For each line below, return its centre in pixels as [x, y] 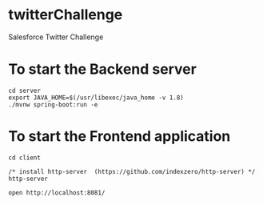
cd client [25, 158]
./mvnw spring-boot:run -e [53, 105]
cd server [25, 90]
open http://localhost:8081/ [57, 193]
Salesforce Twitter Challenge [56, 37]
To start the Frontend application [120, 137]
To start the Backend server [103, 69]
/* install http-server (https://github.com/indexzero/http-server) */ [132, 171]
